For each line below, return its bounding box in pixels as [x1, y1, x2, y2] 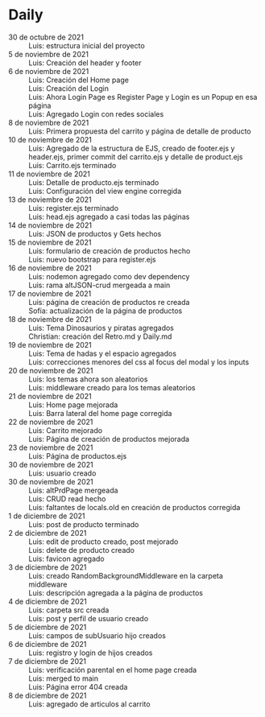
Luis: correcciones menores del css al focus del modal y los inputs [28, 356, 250, 367]
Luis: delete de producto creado [28, 545, 135, 554]
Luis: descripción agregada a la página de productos [28, 587, 204, 597]
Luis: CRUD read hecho [28, 493, 106, 504]
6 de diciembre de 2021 [8, 639, 87, 649]
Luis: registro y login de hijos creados [28, 648, 153, 657]
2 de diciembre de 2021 [8, 528, 87, 538]
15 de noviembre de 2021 [8, 237, 92, 247]
